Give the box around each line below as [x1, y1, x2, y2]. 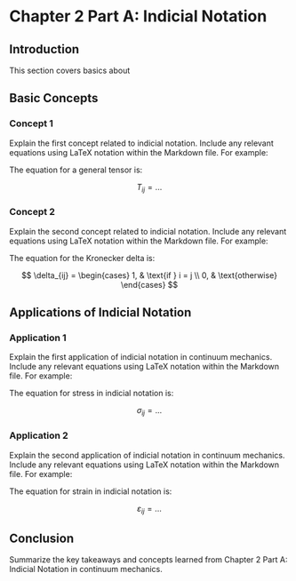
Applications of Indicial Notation [9, 305, 192, 321]
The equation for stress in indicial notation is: [9, 388, 174, 399]
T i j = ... [136, 181, 163, 195]
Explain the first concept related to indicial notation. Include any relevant [9, 138, 274, 148]
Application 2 [9, 429, 68, 442]
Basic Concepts [9, 91, 99, 106]
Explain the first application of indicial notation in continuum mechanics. [9, 352, 273, 362]
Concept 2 [9, 206, 56, 219]
